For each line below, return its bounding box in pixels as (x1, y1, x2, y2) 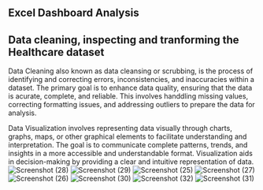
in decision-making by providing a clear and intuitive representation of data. (8, 157, 254, 166)
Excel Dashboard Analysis (8, 6, 139, 20)
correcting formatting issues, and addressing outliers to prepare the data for (8, 100, 256, 110)
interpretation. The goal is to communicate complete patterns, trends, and (8, 140, 248, 150)
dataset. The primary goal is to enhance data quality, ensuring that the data (8, 83, 253, 93)
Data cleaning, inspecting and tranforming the (8, 33, 239, 47)
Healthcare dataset (8, 45, 105, 58)
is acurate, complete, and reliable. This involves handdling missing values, (8, 91, 249, 101)
